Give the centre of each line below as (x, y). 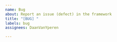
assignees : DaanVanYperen (32, 28)
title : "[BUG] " (22, 19)
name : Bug (15, 10)
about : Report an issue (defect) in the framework (58, 14)
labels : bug (17, 23)
